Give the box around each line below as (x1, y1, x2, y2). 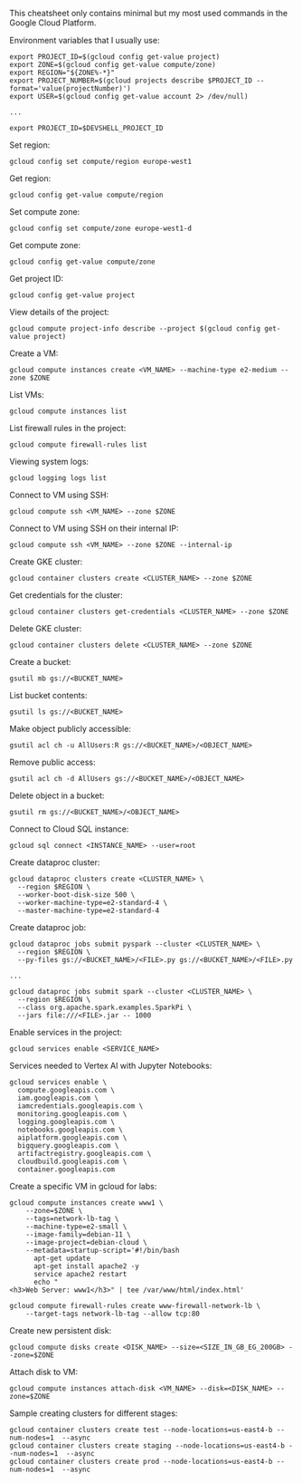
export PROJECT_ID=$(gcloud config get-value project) (9, 53, 221, 62)
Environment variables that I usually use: (9, 35, 160, 45)
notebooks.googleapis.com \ (17, 1125, 124, 1134)
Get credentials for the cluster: (9, 590, 124, 601)
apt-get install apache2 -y (33, 1262, 140, 1271)
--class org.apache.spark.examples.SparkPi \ (17, 1003, 193, 1012)
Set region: (9, 140, 51, 150)
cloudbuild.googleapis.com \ (17, 1157, 127, 1166)
